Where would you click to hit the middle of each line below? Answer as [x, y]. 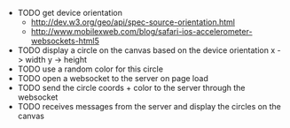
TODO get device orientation [70, 13]
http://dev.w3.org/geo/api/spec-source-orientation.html [133, 22]
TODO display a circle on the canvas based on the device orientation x [146, 50]
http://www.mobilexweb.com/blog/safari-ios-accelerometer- [141, 31]
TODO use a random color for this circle [90, 69]
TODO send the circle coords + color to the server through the [131, 88]
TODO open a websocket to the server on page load [113, 78]
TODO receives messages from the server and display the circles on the [149, 106]
